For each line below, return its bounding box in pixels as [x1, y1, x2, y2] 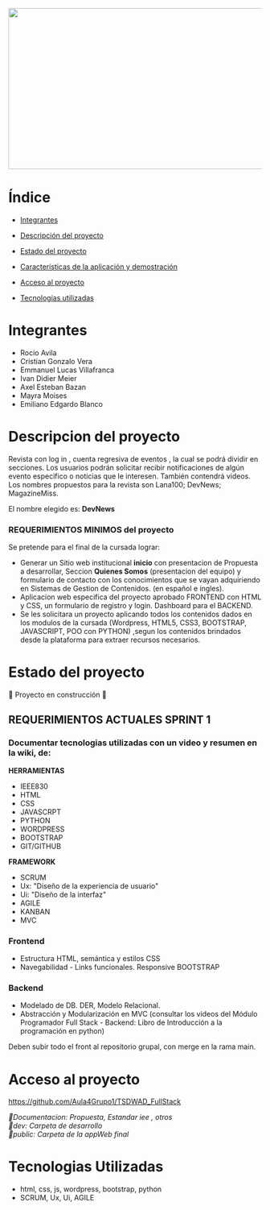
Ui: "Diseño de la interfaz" [19, 889, 107, 899]
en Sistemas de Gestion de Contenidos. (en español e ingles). [19, 584, 225, 594]
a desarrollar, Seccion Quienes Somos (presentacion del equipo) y [19, 566, 241, 576]
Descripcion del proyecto [8, 428, 181, 446]
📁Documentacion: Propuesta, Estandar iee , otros [8, 1113, 173, 1122]
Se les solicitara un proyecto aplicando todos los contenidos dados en [19, 609, 253, 620]
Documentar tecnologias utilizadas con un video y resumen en [8, 737, 257, 748]
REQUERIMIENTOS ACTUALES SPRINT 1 [8, 713, 211, 727]
